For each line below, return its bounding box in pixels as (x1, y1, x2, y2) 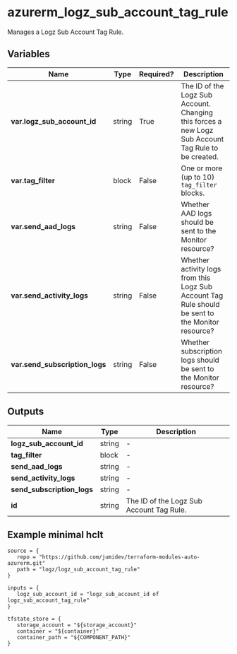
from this (181, 273, 211, 283)
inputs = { (7, 585, 39, 592)
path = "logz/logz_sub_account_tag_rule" (16, 566, 140, 573)
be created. (181, 151, 219, 161)
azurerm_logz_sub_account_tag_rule (7, 4, 229, 21)
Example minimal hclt (7, 528, 104, 541)
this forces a (181, 116, 222, 126)
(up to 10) (181, 172, 215, 182)
